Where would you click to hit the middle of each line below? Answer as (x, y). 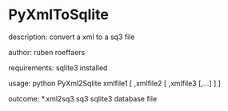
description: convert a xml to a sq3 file (72, 37)
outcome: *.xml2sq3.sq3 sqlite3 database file (83, 98)
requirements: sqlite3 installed (58, 67)
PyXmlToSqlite (59, 15)
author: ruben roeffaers (47, 52)
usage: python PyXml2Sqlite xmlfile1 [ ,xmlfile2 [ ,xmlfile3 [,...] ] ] (115, 83)
